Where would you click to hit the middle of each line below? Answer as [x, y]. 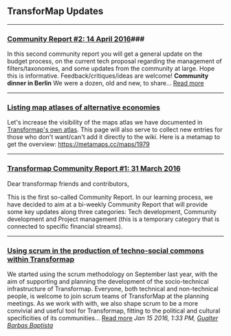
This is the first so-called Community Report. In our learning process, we [110, 197]
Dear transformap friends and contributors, [68, 183]
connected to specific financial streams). [65, 226]
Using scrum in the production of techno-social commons [106, 251]
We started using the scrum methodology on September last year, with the [112, 274]
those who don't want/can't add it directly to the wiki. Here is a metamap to [114, 137]
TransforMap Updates [55, 11]
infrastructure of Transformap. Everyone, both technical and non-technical [113, 289]
